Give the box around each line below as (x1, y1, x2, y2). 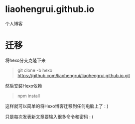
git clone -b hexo (17, 67, 53, 73)
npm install (17, 93, 40, 99)
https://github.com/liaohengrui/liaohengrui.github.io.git (17, 72, 131, 78)
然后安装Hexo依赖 (5, 83, 42, 89)
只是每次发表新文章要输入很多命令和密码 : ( (5, 114, 94, 120)
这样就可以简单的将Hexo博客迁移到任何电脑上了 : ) (5, 103, 109, 109)
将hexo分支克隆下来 (5, 57, 46, 63)
